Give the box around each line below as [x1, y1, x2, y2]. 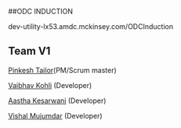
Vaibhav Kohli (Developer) [8, 80, 92, 90]
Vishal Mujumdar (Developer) [8, 111, 103, 120]
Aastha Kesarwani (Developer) [8, 96, 107, 105]
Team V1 [8, 45, 51, 58]
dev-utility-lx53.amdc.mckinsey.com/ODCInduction [8, 22, 174, 31]
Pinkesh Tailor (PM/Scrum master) [8, 65, 118, 75]
